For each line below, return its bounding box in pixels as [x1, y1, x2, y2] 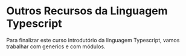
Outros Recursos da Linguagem [6, 4, 168, 18]
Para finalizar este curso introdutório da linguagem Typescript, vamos [6, 36, 180, 43]
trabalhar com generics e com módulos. [6, 43, 106, 50]
